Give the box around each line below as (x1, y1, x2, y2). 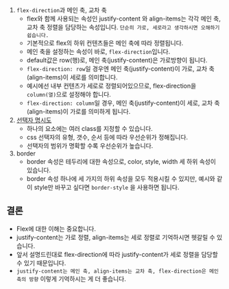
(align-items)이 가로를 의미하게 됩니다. (26, 108, 131, 115)
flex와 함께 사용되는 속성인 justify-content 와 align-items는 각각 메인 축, (26, 14, 221, 23)
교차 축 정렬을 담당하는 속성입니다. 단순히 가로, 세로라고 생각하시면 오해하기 (26, 23, 220, 31)
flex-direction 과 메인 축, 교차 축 (16, 6, 107, 14)
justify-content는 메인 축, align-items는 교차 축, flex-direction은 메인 (16, 268, 219, 275)
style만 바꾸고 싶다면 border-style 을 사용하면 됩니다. (34, 184, 180, 191)
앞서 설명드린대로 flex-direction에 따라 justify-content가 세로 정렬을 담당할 (16, 250, 219, 258)
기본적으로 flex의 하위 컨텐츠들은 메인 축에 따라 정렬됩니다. (26, 39, 184, 47)
